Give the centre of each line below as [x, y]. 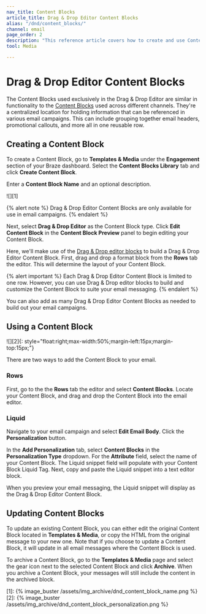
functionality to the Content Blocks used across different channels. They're [101, 106]
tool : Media [21, 47]
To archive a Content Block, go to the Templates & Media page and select [100, 559]
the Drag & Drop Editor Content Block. [54, 494]
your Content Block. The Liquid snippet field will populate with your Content [102, 463]
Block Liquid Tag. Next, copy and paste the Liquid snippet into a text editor [101, 469]
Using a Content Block [50, 327]
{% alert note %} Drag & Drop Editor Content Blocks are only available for [99, 208]
